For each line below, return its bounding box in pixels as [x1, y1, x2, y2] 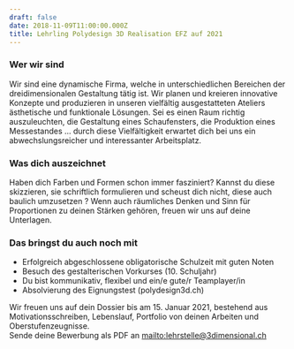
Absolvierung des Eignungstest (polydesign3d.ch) [21, 285, 205, 296]
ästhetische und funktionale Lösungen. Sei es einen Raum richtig [9, 107, 245, 118]
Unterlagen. [9, 214, 53, 225]
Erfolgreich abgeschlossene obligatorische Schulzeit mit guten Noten [21, 257, 275, 268]
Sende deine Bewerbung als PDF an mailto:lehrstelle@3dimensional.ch [9, 330, 267, 341]
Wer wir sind [9, 58, 64, 71]
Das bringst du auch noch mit [9, 236, 139, 248]
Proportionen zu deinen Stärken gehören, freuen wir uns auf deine [9, 205, 251, 216]
